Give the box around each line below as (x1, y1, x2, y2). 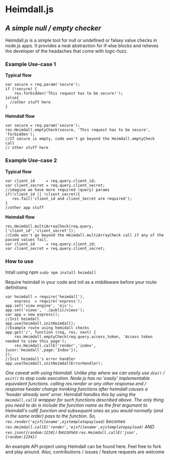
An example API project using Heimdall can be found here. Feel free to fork (5, 443, 161, 449)
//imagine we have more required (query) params (5, 187, 110, 192)
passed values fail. (5, 237, 49, 242)
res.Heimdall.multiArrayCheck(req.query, (5, 223, 94, 229)
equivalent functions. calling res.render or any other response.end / (5, 380, 147, 386)
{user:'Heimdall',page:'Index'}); (5, 347, 78, 352)
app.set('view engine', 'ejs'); (5, 303, 73, 308)
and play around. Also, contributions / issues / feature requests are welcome (5, 448, 164, 455)
